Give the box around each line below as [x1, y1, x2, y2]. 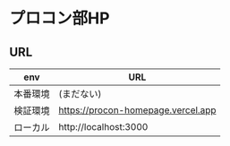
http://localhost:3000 [58, 121, 149, 133]
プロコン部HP [9, 8, 110, 29]
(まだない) [58, 88, 102, 99]
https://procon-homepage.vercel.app [58, 104, 217, 116]
